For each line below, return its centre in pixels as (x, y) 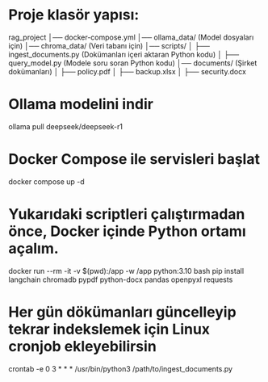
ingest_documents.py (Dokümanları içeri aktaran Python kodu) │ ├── (124, 54)
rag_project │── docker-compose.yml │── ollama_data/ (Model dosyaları (131, 37)
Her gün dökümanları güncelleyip (122, 312)
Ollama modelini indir (81, 105)
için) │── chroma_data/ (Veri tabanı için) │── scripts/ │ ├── (109, 45)
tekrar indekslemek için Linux (109, 329)
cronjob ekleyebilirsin (83, 346)
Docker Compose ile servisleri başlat (134, 160)
